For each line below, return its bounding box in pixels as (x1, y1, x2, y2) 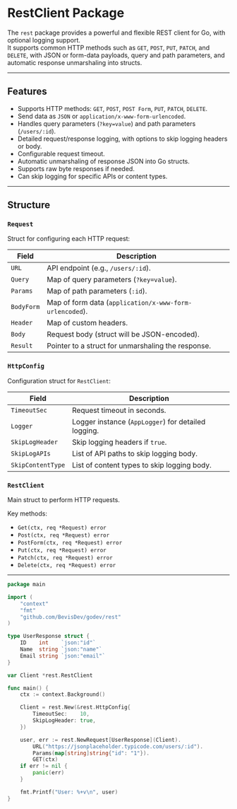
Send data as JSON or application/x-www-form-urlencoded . (17, 112, 186, 120)
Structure (7, 199, 51, 211)
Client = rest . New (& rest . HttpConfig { (20, 704, 131, 711)
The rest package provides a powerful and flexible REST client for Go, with (7, 28, 226, 37)
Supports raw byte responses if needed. (17, 164, 135, 173)
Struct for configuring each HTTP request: (7, 235, 130, 243)
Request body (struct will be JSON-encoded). (47, 330, 200, 339)
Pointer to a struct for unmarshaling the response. (47, 341, 212, 351)
